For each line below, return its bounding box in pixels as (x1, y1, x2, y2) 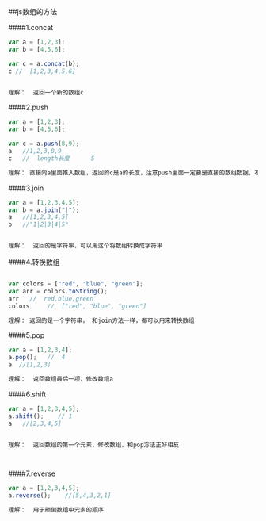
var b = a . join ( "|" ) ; (8, 205, 80, 214)
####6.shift (8, 389, 47, 399)
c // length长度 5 (8, 154, 95, 163)
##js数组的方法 (8, 7, 58, 16)
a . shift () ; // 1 (8, 412, 73, 420)
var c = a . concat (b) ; (8, 59, 80, 67)
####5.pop (8, 331, 45, 340)
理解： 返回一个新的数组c (8, 88, 85, 97)
